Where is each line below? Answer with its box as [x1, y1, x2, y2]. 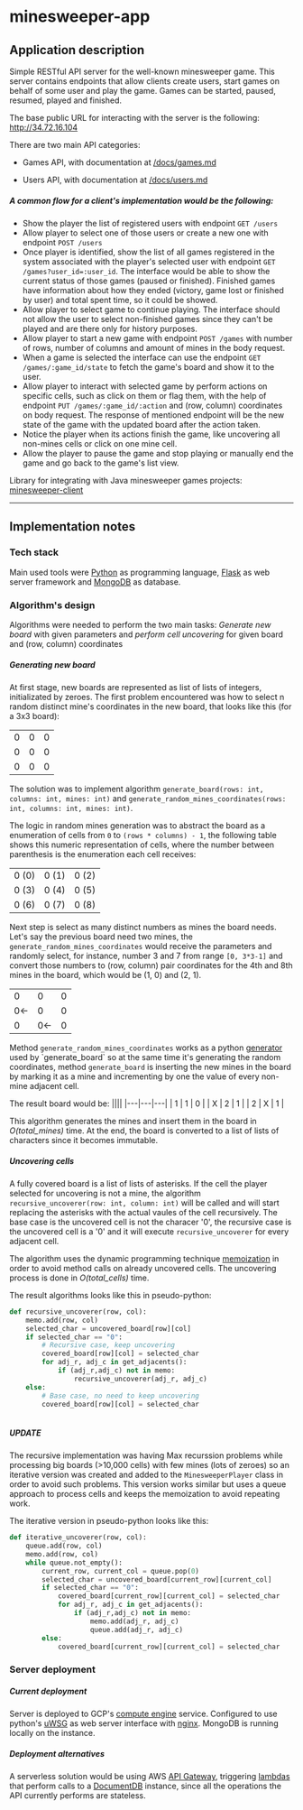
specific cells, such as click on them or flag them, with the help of [22, 390, 267, 401]
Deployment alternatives [9, 1748, 106, 1759]
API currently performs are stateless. [9, 1790, 146, 1801]
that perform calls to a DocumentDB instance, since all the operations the [9, 1780, 282, 1792]
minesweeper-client [9, 485, 84, 495]
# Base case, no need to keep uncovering [41, 1391, 200, 1400]
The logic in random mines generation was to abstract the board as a [9, 819, 266, 831]
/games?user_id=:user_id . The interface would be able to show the [22, 265, 271, 276]
